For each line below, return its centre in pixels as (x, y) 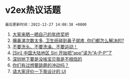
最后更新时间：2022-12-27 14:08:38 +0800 (46, 24)
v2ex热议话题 (33, 10)
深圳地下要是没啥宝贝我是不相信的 (47, 59)
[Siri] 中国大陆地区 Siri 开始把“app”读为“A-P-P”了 (62, 53)
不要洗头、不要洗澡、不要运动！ (45, 46)
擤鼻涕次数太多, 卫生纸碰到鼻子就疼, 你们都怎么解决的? (68, 40)
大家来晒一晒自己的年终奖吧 (41, 34)
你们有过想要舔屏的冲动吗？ (41, 65)
